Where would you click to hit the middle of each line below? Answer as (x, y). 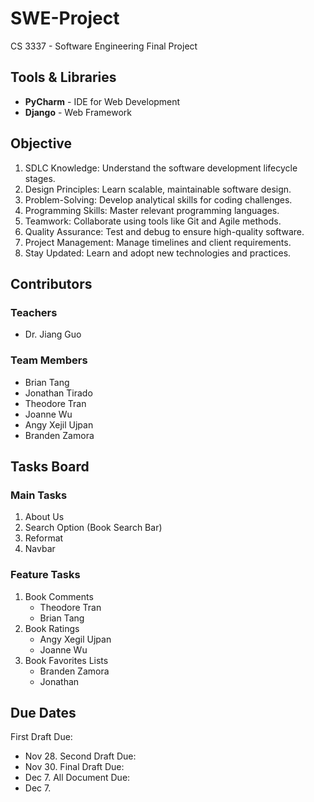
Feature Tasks (45, 575)
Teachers (34, 312)
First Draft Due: (41, 737)
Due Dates (43, 712)
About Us (44, 517)
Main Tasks (39, 495)
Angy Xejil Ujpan (59, 424)
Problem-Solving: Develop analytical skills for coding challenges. (158, 199)
